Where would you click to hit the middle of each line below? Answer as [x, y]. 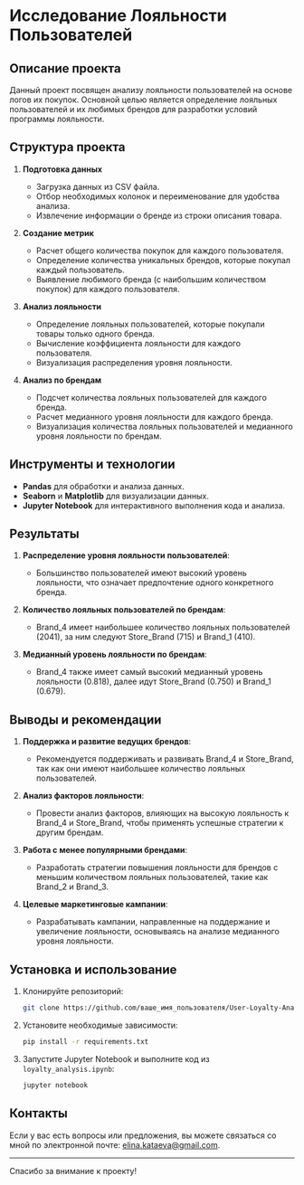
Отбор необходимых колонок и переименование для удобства [158, 196]
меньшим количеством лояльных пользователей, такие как [152, 877]
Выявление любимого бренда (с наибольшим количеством [151, 279]
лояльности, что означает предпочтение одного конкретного [155, 583]
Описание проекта [65, 68]
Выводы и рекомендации [85, 720]
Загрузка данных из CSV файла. [98, 186]
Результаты [44, 534]
